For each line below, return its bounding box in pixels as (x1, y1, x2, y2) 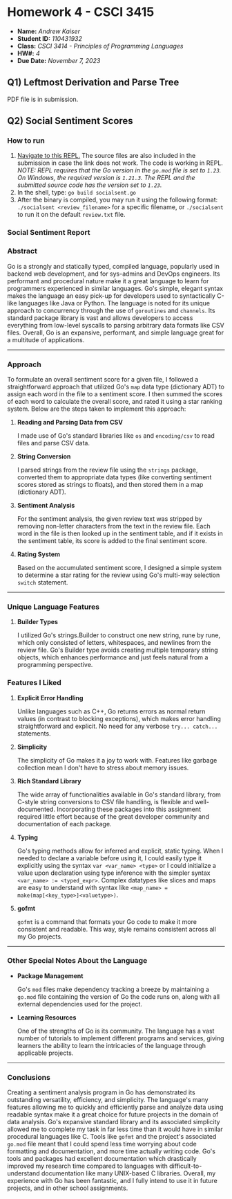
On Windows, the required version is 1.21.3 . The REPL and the (17, 174, 195, 182)
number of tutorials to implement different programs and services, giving (17, 1033, 224, 1042)
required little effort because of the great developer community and (17, 812, 209, 821)
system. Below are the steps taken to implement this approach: (7, 405, 186, 413)
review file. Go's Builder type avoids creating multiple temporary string (17, 646, 219, 655)
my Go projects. (17, 932, 63, 941)
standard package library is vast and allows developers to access (7, 313, 193, 322)
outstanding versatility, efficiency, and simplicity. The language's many (7, 1096, 209, 1104)
